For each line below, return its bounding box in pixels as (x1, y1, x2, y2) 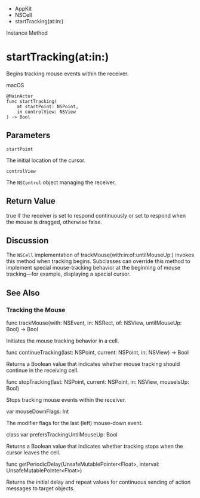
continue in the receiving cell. (6, 367, 79, 374)
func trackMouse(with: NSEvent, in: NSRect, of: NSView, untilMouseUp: (6, 319, 182, 326)
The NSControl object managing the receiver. (6, 179, 116, 186)
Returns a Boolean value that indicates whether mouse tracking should (6, 360, 180, 368)
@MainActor (6, 93, 33, 99)
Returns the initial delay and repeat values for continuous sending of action (6, 478, 191, 486)
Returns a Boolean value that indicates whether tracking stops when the (6, 442, 183, 450)
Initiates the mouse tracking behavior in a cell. (6, 337, 119, 344)
